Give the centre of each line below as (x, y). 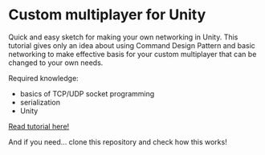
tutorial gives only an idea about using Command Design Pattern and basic (132, 45)
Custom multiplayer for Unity (107, 15)
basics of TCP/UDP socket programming (87, 93)
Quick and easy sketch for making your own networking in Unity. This (123, 37)
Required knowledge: (43, 78)
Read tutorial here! (39, 126)
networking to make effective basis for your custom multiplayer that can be (132, 54)
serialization (40, 102)
